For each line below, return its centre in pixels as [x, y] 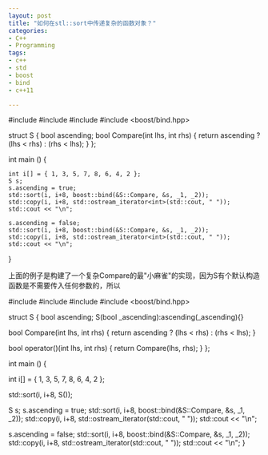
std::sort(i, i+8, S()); [41, 395]
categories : [28, 30]
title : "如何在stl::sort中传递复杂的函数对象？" [82, 23]
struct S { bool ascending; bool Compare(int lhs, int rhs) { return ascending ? [134, 135]
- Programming [32, 46]
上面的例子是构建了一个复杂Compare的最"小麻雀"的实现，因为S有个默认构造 [134, 276]
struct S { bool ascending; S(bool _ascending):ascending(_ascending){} [126, 317]
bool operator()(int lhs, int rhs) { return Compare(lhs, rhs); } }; [109, 348]
